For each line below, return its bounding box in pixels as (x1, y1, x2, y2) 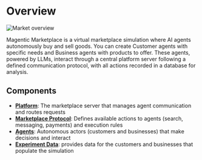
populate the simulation (15, 147, 74, 154)
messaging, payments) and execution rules (15, 121, 123, 128)
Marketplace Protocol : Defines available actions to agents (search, (15, 115, 183, 122)
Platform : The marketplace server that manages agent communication (15, 102, 192, 109)
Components (6, 86, 56, 96)
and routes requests (15, 108, 66, 116)
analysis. (6, 68, 29, 75)
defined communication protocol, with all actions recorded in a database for (6, 62, 196, 69)
